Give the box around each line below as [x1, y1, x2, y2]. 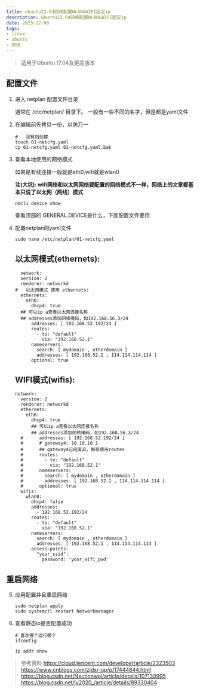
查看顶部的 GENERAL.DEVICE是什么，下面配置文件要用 [14, 212, 150, 219]
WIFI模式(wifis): [14, 375, 76, 385]
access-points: [30, 546, 69, 552]
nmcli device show [14, 200, 61, 206]
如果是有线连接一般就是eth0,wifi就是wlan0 [14, 168, 119, 175]
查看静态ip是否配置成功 [14, 620, 72, 627]
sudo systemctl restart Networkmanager [14, 608, 115, 614]
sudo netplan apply [14, 603, 64, 610]
